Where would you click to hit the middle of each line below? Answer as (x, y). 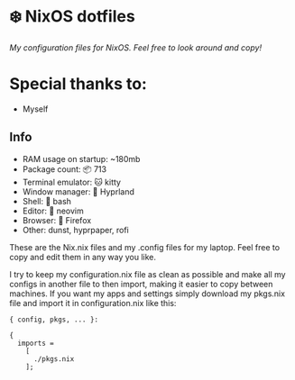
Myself (35, 109)
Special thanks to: (78, 84)
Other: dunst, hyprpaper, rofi (75, 230)
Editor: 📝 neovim (53, 211)
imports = (36, 343)
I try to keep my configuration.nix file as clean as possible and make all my (147, 274)
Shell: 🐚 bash (47, 201)
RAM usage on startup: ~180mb (81, 158)
